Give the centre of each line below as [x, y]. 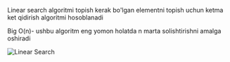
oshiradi [19, 38]
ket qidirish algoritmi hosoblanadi [55, 17]
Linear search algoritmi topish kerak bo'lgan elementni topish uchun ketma [115, 10]
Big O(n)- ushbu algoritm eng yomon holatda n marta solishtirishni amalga [114, 31]
